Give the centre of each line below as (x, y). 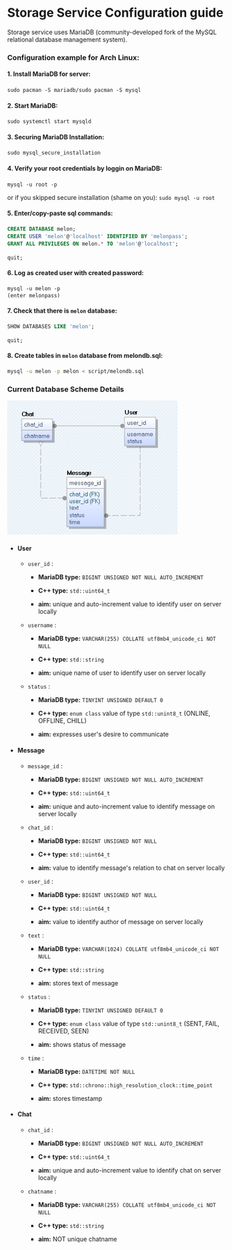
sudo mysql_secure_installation (54, 153)
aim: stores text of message (78, 983)
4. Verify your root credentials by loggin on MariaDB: (85, 169)
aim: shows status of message (82, 1044)
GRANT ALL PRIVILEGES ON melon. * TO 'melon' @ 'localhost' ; (93, 244)
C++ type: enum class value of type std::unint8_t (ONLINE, (124, 713)
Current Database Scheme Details (66, 389)
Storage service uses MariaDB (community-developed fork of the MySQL (112, 32)
